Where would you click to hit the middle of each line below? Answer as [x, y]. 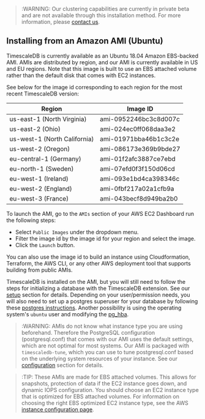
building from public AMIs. [39, 270]
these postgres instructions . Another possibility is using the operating [94, 308]
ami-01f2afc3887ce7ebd [138, 158]
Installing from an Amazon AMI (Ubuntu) [85, 41]
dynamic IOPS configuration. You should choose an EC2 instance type [110, 390]
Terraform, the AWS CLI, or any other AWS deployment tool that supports [99, 263]
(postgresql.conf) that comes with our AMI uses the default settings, [107, 339]
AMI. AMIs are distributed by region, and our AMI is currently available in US [102, 62]
